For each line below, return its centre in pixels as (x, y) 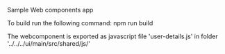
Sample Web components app (50, 10)
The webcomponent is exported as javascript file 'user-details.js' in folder (112, 36)
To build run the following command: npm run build (80, 23)
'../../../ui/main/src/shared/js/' (49, 43)
